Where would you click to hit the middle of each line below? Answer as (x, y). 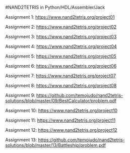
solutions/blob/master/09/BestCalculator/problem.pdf (61, 101)
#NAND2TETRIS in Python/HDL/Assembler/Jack (55, 7)
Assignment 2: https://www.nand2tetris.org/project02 (61, 27)
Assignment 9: (20, 95)
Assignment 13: (21, 140)
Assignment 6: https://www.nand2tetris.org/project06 (61, 66)
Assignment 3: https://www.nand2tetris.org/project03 (61, 37)
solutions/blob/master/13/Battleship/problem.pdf (56, 145)
